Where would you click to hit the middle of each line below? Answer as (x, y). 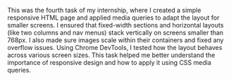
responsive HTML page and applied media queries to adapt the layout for (113, 18)
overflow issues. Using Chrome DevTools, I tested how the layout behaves (115, 48)
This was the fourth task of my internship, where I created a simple (104, 10)
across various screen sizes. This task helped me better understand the (111, 55)
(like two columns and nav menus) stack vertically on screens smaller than (115, 32)
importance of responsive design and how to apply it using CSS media (109, 62)
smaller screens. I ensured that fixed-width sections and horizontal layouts (115, 25)
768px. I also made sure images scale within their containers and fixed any (115, 40)
